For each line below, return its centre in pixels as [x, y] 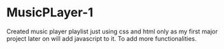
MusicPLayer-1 [50, 13]
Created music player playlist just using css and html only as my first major [112, 31]
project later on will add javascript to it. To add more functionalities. [102, 38]
